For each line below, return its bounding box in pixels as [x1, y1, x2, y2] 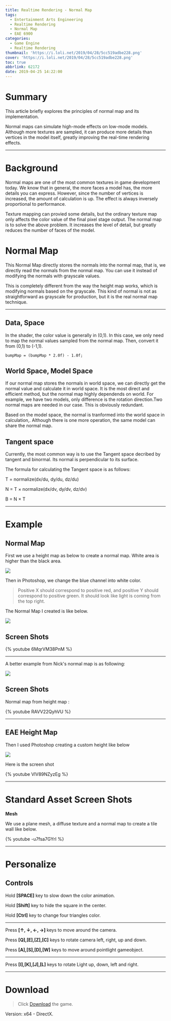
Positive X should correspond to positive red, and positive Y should [17, 587, 159, 593]
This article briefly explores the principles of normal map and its [5, 108, 139, 114]
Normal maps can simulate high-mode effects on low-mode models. [5, 123, 149, 129]
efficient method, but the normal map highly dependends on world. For [5, 391, 154, 397]
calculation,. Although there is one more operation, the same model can [5, 417, 156, 423]
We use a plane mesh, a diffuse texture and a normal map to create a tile [5, 820, 158, 826]
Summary [5, 91, 47, 103]
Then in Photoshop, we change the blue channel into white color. [5, 578, 141, 584]
